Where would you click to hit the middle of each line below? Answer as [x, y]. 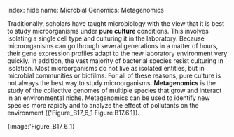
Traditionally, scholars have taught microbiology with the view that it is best [116, 23]
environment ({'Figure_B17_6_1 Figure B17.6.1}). [74, 113]
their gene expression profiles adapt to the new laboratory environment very [117, 53]
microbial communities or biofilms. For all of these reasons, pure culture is [114, 75]
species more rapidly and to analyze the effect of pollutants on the [103, 105]
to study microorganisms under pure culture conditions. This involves [108, 31]
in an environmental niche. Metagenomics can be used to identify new [109, 98]
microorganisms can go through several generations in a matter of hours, [113, 46]
